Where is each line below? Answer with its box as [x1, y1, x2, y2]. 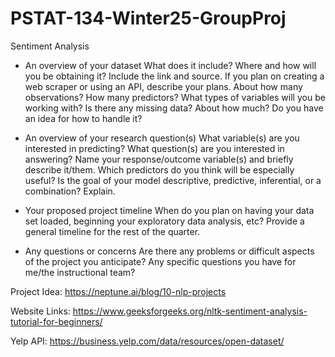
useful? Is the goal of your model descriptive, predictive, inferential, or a [24, 174, 322, 186]
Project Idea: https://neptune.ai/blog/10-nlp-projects [10, 285, 227, 297]
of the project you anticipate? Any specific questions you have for [24, 255, 297, 267]
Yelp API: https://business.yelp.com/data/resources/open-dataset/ [10, 335, 285, 347]
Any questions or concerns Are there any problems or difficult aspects [24, 245, 315, 257]
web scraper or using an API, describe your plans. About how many [24, 80, 303, 92]
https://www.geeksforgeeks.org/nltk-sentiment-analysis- [72, 305, 308, 317]
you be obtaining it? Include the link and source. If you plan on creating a [24, 70, 325, 82]
